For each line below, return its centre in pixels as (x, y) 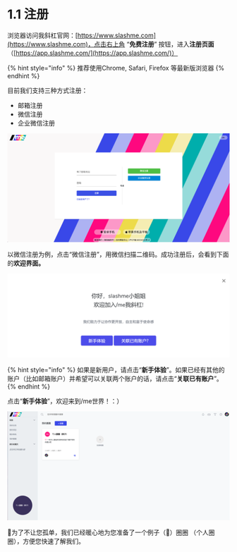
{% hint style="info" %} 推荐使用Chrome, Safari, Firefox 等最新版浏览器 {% (116, 68)
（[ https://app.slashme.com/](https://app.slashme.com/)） (93, 53)
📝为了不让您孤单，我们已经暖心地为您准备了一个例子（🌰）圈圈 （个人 (108, 532)
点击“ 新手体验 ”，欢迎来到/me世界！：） (65, 401)
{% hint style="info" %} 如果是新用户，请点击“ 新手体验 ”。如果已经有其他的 (116, 370)
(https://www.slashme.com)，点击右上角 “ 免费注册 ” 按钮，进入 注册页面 (111, 44)
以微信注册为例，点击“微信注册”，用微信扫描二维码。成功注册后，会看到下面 (118, 254)
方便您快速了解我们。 (53, 541)
